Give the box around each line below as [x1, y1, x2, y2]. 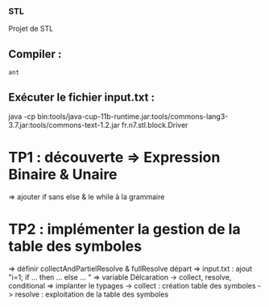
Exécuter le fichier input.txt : [8, 90, 155, 104]
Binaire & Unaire [8, 166, 118, 184]
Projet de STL [8, 24, 54, 34]
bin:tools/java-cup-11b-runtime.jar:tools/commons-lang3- [37, 111, 229, 121]
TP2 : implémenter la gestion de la [8, 220, 241, 239]
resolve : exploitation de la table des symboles [14, 289, 169, 299]
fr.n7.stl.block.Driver [122, 120, 188, 129]
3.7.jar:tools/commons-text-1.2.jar [8, 120, 121, 129]
